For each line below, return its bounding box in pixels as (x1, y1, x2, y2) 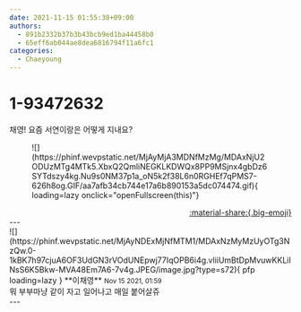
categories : (9, 47, 54, 56)
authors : (9, 22, 42, 30)
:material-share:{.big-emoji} (189, 207, 292, 218)
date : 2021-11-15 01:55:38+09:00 (9, 13, 134, 22)
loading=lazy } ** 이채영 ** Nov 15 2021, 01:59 (9, 274, 163, 285)
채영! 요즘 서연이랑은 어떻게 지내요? (9, 124, 133, 134)
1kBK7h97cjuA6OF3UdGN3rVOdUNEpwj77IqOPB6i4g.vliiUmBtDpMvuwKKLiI (9, 255, 291, 265)
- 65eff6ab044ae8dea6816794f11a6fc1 (17, 38, 154, 48)
